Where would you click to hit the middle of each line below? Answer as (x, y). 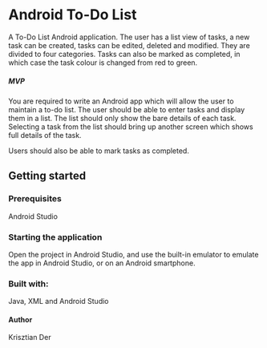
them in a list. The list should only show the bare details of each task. (122, 118)
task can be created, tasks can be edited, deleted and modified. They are (129, 45)
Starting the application (55, 237)
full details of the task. (45, 135)
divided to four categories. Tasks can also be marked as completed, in (124, 54)
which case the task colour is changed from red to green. (103, 63)
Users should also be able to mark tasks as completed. (99, 151)
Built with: (28, 284)
